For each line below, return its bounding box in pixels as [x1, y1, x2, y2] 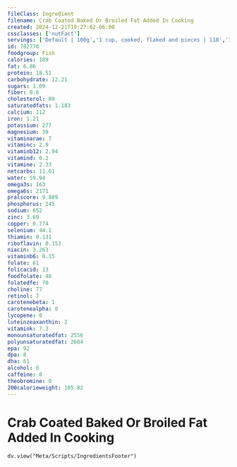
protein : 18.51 [7, 69, 52, 76]
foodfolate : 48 [7, 272, 52, 279]
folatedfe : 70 [7, 279, 49, 286]
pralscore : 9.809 [7, 194, 59, 201]
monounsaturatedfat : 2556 [7, 332, 83, 339]
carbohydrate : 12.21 [7, 75, 68, 83]
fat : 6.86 [7, 63, 37, 70]
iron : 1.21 [7, 115, 39, 122]
